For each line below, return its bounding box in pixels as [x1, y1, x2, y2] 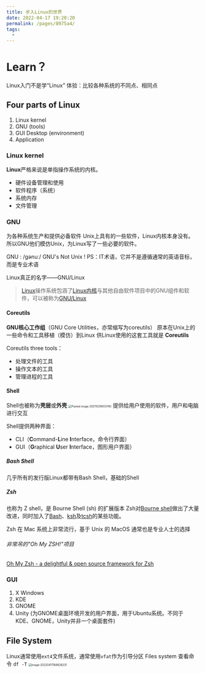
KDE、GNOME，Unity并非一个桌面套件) [15, 617, 116, 624]
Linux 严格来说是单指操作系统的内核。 [6, 166, 102, 173]
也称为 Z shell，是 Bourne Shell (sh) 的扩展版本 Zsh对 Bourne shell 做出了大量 [6, 505, 199, 512]
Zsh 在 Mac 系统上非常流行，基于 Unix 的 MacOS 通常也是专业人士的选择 [6, 525, 191, 532]
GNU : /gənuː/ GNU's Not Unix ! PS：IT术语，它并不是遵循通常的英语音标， [6, 253, 196, 261]
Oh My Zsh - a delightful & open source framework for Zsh [6, 560, 154, 567]
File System [6, 636, 52, 646]
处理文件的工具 [15, 357, 53, 364]
